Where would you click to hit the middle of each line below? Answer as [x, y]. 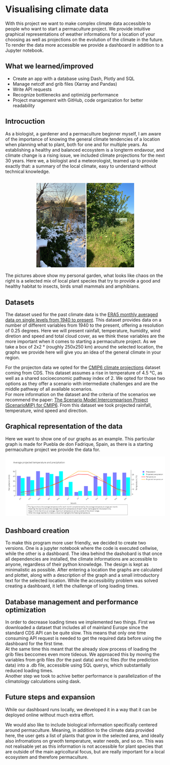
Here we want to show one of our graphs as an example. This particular [80, 439]
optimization [26, 610]
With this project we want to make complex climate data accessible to [78, 23]
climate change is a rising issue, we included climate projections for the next [85, 155]
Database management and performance [72, 602]
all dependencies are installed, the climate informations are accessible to [81, 559]
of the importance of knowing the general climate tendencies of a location [83, 139]
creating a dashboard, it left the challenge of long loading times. [72, 586]
